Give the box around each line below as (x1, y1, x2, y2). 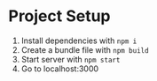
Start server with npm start (20, 54, 121, 64)
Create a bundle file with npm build (20, 44, 149, 55)
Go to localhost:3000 (20, 63, 99, 74)
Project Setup (8, 6, 112, 26)
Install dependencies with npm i (20, 35, 137, 46)
